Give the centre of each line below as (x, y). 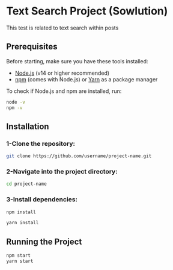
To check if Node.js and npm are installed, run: (64, 91)
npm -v (14, 108)
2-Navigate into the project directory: (62, 171)
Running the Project (44, 241)
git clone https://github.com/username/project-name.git (79, 156)
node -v (16, 102)
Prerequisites (32, 47)
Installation (28, 126)
